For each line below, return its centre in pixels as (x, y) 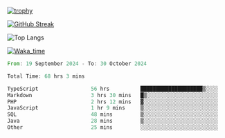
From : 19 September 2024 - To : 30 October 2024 (77, 64)
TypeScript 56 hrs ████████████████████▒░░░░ (112, 89)
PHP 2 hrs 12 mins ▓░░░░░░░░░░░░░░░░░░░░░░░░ (112, 102)
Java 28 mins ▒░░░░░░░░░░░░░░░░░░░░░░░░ (112, 121)
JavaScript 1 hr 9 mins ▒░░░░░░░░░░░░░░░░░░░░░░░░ (112, 108)
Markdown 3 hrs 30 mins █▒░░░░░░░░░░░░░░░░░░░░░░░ (112, 95)
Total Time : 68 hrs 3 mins (46, 76)
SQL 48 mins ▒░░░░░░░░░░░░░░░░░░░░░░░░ (112, 114)
